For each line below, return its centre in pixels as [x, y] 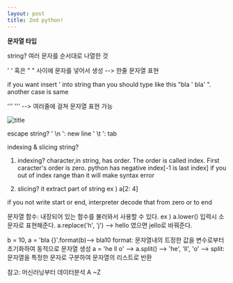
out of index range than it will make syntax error [86, 175]
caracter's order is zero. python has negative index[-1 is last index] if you [122, 168]
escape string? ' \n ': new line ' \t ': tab [62, 134]
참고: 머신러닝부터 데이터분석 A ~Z [54, 272]
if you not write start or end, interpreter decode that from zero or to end [110, 202]
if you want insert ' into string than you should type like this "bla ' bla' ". [109, 84]
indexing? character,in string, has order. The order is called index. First [118, 160]
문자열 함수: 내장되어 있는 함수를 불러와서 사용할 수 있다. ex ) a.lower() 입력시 [112, 216]
